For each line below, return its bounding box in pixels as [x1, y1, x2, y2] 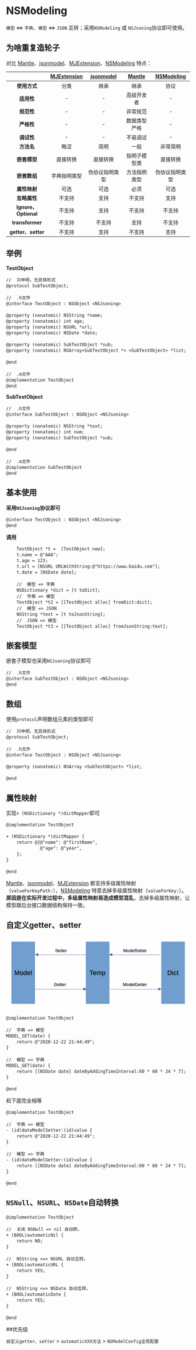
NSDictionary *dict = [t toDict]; [16, 587, 100, 593]
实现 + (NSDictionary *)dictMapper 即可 [6, 810, 100, 817]
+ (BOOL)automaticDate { [6, 1291, 66, 1297]
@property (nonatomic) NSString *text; [6, 423, 103, 429]
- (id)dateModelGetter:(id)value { [6, 1156, 93, 1163]
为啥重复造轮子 [6, 43, 60, 53]
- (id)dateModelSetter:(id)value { [6, 1127, 93, 1133]
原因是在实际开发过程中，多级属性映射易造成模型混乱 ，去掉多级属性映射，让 [6, 895, 190, 902]
